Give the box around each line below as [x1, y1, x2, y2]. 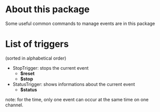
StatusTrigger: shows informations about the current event [12, 81, 135, 87]
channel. [5, 102, 24, 108]
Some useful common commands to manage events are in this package [5, 20, 155, 26]
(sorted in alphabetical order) [5, 55, 67, 61]
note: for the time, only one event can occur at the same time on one [5, 96, 149, 102]
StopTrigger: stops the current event [12, 65, 89, 71]
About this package [5, 4, 90, 15]
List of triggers [5, 38, 69, 50]
